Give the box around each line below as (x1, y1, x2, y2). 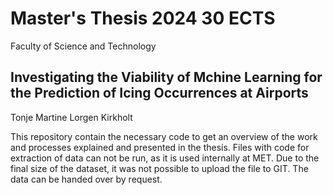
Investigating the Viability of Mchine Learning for (10, 69, 323, 86)
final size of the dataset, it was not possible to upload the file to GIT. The (10, 162, 309, 174)
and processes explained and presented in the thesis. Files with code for (10, 141, 310, 153)
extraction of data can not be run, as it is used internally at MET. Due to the (10, 152, 320, 164)
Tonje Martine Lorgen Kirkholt (10, 111, 133, 123)
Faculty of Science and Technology (10, 40, 157, 52)
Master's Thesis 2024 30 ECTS (10, 7, 276, 30)
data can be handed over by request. (10, 173, 163, 185)
